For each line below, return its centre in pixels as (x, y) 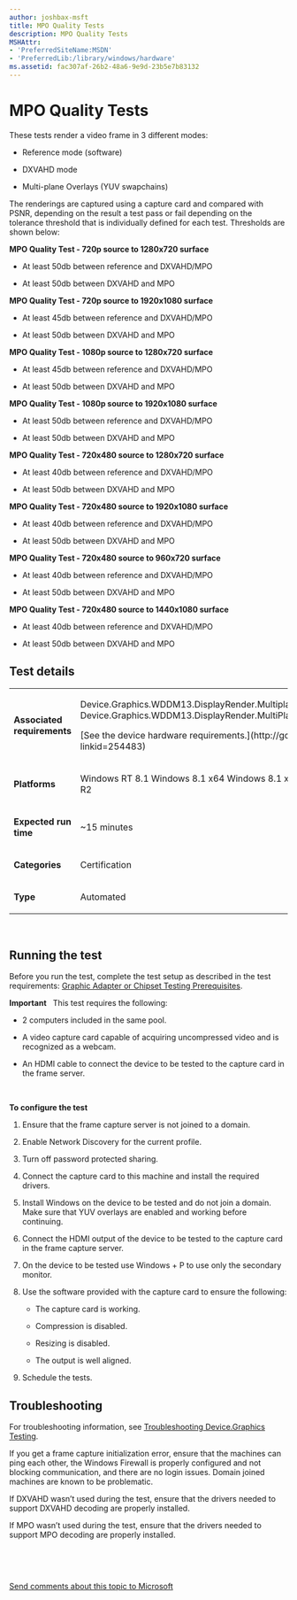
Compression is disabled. (81, 1326)
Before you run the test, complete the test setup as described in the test (140, 977)
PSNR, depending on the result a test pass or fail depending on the (131, 213)
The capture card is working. (88, 1309)
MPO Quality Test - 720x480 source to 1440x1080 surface (119, 609)
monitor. (37, 1275)
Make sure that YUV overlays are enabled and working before (134, 1212)
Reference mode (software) (72, 152)
